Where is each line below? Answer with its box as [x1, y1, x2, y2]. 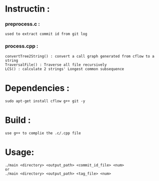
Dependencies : [5, 82, 70, 93]
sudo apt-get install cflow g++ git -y [5, 98, 86, 104]
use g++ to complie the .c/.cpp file [5, 131, 81, 136]
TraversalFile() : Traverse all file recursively [5, 62, 107, 67]
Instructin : [5, 3, 50, 15]
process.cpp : [5, 43, 39, 49]
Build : [5, 115, 31, 125]
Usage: [5, 147, 35, 158]
